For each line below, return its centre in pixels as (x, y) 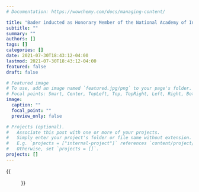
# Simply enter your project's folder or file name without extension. (99, 138)
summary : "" (21, 33)
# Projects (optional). (36, 127)
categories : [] (25, 50)
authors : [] (21, 39)
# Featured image (28, 83)
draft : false (22, 72)
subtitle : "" (22, 28)
